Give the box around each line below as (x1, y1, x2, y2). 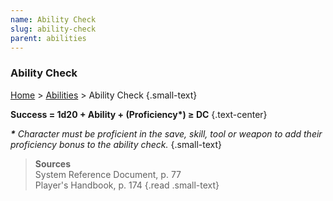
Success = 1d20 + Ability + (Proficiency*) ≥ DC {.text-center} (10, 108, 268, 120)
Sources (34, 157, 72, 170)
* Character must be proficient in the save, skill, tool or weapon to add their (10, 127, 323, 140)
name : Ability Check (10, 14, 97, 25)
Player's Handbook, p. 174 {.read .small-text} (34, 179, 220, 191)
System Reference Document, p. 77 (34, 168, 182, 180)
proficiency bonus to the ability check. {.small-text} (10, 138, 222, 150)
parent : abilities (10, 33, 87, 43)
